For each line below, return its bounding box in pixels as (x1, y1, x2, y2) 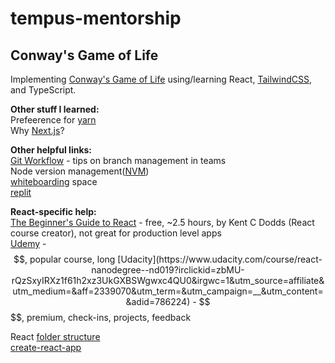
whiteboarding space (10, 176, 98, 187)
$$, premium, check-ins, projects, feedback (10, 312, 192, 323)
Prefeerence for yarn (10, 114, 97, 126)
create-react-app (10, 342, 82, 353)
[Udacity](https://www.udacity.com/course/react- (117, 253, 323, 265)
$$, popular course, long (13, 253, 116, 265)
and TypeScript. (10, 84, 77, 96)
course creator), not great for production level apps (10, 227, 222, 239)
